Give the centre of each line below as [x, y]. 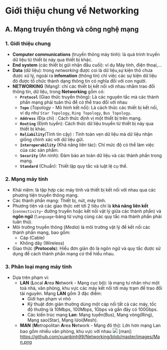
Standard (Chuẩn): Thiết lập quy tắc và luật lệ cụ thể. [74, 166]
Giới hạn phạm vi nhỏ [49, 299]
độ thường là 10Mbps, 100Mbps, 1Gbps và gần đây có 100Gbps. [92, 309]
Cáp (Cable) [32, 238]
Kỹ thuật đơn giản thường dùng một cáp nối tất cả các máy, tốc [92, 304]
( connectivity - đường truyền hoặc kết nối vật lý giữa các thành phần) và [87, 211]
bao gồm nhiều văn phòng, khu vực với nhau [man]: [76, 331]
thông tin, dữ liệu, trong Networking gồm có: [58, 91]
